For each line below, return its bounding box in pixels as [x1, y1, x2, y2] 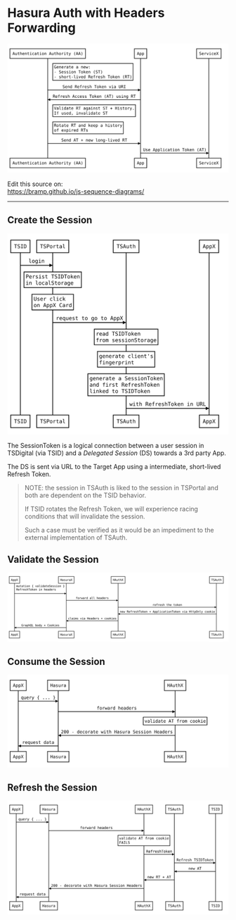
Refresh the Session [7, 781, 98, 793]
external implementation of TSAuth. [24, 533, 128, 542]
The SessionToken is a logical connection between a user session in [7, 441, 204, 449]
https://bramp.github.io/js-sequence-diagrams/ [7, 187, 145, 195]
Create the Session [7, 214, 93, 226]
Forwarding [7, 20, 76, 36]
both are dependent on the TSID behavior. [24, 491, 146, 499]
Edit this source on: [7, 180, 63, 188]
